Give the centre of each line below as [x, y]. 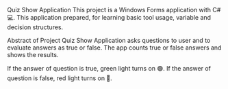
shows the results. [33, 55]
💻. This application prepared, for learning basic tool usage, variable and [109, 17]
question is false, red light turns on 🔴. [60, 78]
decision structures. [35, 27]
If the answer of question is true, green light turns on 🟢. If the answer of [109, 68]
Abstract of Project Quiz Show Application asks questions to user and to [109, 40]
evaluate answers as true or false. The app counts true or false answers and [114, 48]
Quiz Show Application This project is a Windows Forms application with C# [114, 10]
